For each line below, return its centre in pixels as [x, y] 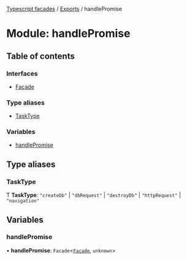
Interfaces [22, 73]
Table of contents [40, 56]
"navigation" [23, 201]
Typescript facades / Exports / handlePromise [64, 9]
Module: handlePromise [68, 34]
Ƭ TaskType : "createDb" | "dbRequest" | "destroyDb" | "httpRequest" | [94, 195]
